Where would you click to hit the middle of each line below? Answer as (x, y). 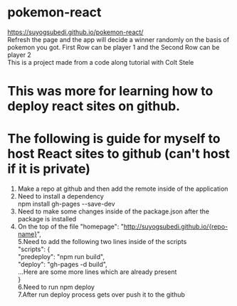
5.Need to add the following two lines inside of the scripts (102, 242)
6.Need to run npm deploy (56, 287)
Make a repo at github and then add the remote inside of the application (123, 189)
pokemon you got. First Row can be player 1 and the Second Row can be (114, 47)
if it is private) (49, 169)
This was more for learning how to (110, 91)
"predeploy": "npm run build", (61, 257)
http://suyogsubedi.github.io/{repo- (176, 227)
